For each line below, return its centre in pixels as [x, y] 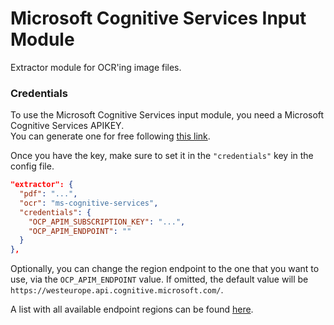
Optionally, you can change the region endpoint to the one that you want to [165, 269]
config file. [32, 166]
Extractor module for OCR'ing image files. [96, 67]
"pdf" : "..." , [48, 194]
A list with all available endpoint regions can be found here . [132, 309]
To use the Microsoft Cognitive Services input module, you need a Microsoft [167, 115]
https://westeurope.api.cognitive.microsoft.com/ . [117, 290]
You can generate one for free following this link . [110, 136]
